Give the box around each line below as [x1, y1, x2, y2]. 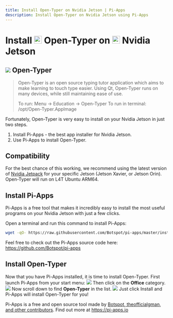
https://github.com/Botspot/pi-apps [5, 245, 81, 251]
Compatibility [5, 151, 50, 160]
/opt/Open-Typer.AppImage [18, 106, 77, 112]
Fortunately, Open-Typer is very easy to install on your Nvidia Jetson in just [5, 116, 165, 122]
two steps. [5, 121, 28, 128]
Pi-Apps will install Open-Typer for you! [5, 291, 89, 297]
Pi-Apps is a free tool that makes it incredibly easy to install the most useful [5, 205, 165, 211]
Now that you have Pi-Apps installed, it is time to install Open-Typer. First [5, 273, 160, 279]
